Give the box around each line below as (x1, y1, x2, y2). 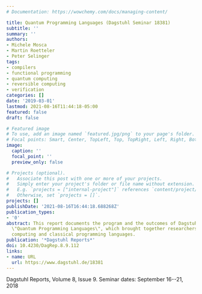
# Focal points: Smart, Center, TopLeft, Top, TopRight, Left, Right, (6, 136, 187, 143)
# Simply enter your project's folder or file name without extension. (6, 181, 195, 187)
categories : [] (6, 93, 44, 99)
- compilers (6, 64, 36, 70)
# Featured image (6, 126, 50, 132)
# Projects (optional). (6, 170, 66, 176)
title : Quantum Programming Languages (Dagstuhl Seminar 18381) (6, 19, 171, 26)
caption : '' (11, 148, 42, 154)
